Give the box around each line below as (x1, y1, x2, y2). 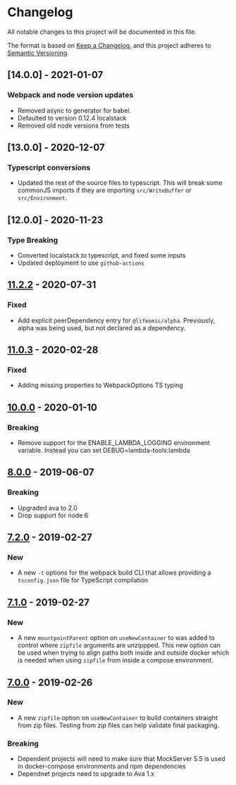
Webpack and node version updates (7, 90, 134, 100)
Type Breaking (7, 235, 58, 245)
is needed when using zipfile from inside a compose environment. (17, 656, 213, 665)
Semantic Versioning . (7, 49, 69, 57)
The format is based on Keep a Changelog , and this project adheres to (7, 41, 211, 49)
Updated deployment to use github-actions (17, 258, 145, 267)
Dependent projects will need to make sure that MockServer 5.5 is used (17, 755, 225, 763)
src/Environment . (17, 194, 68, 202)
